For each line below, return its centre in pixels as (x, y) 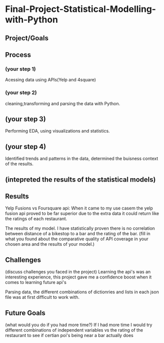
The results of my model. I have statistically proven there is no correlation (80, 228)
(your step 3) (26, 119)
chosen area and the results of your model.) (50, 244)
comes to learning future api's (36, 282)
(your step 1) (21, 69)
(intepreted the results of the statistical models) (81, 179)
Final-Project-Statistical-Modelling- (81, 9)
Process (18, 55)
